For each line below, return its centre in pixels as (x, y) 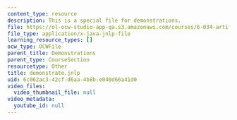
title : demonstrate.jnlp (44, 73)
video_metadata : (31, 100)
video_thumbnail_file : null (55, 92)
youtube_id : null (39, 106)
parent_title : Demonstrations (52, 54)
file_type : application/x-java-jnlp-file (69, 34)
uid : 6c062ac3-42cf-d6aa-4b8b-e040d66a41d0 (72, 79)
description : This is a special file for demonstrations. (94, 20)
